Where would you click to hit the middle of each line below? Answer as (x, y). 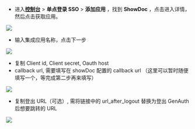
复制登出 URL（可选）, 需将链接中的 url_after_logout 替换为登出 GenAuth (102, 101)
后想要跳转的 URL (36, 108)
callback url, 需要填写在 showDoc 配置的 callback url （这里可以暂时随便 (101, 70)
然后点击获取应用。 (38, 16)
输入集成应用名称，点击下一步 (50, 40)
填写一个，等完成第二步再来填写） (55, 78)
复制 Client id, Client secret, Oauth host (62, 63)
